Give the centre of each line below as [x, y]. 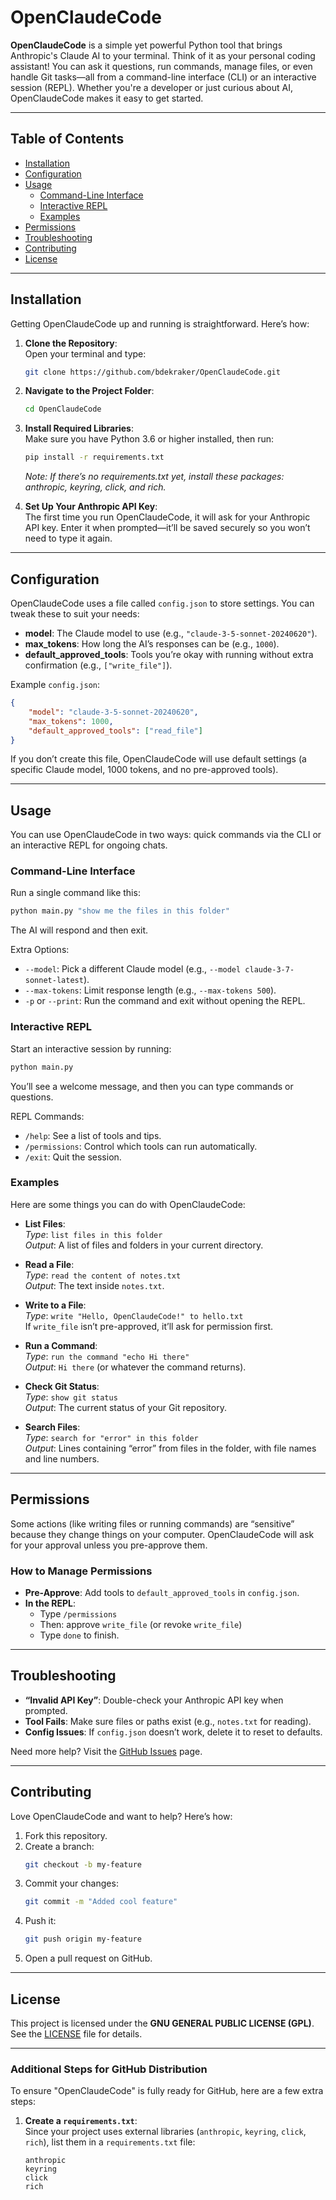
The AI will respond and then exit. [79, 930]
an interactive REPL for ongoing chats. [89, 845]
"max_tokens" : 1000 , [71, 721]
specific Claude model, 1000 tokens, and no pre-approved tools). [144, 770]
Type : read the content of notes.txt [103, 1275]
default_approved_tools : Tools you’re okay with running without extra [169, 654]
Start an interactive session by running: [91, 1048]
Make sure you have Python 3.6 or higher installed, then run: [149, 439]
